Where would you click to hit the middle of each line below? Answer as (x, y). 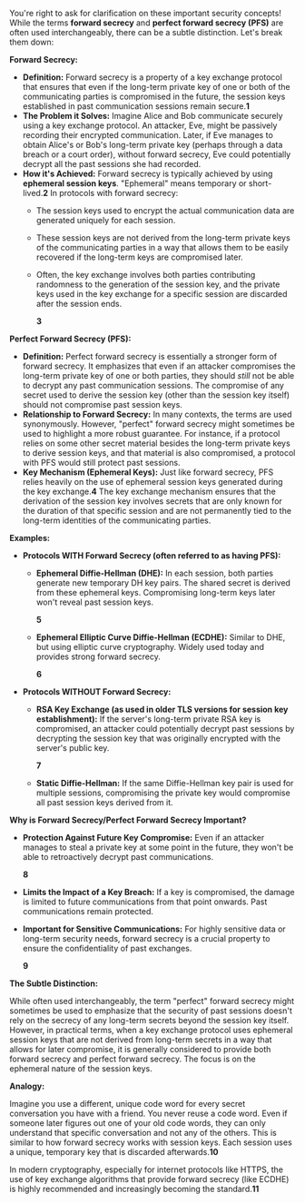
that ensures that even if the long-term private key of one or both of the (156, 87)
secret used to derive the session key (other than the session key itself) (156, 395)
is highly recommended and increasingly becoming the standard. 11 (134, 1189)
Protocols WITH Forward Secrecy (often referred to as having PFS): (152, 556)
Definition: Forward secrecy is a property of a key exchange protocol (152, 77)
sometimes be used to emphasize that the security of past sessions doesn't (151, 1011)
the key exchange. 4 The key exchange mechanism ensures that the (149, 491)
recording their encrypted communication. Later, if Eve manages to (148, 135)
